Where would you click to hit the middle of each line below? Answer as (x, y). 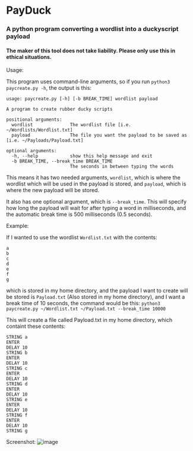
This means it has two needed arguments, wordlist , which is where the (94, 178)
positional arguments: (34, 120)
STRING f (17, 415)
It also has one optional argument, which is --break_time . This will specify (96, 202)
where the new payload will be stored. (53, 190)
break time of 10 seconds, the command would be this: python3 (83, 303)
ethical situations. (29, 57)
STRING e (17, 400)
